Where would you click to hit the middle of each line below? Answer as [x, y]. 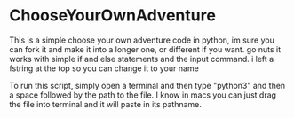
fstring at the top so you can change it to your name [104, 68]
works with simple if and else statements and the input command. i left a [142, 59]
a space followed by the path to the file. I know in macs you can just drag [143, 95]
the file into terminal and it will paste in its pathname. [106, 104]
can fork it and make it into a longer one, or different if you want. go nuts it [145, 49]
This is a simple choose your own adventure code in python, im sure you [142, 40]
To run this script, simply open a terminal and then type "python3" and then [147, 85]
